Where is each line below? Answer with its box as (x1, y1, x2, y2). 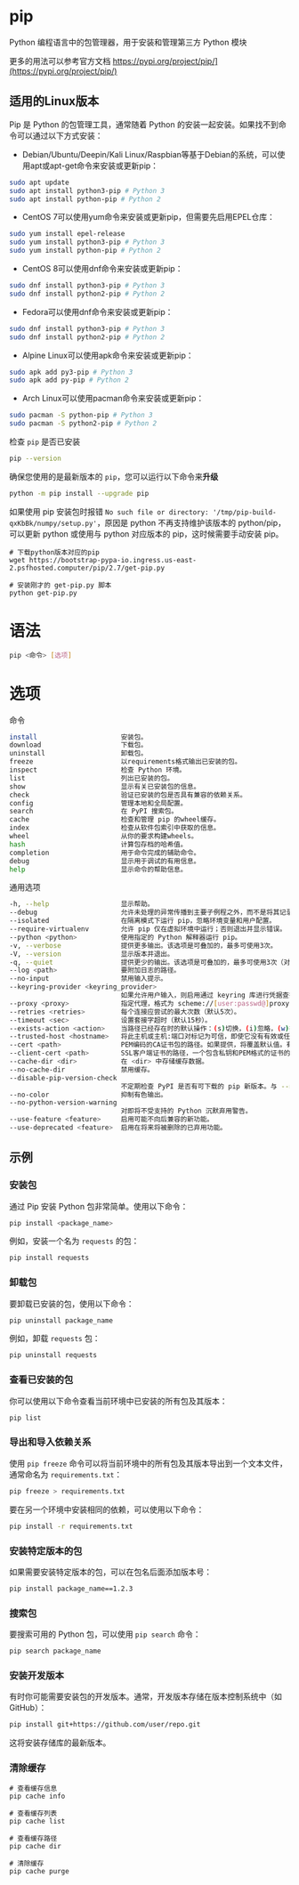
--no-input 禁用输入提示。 (9, 975, 167, 983)
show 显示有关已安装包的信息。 (9, 781, 201, 791)
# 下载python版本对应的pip (9, 547, 100, 557)
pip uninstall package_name (9, 1315, 114, 1325)
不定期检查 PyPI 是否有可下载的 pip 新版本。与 (120, 1081, 278, 1091)
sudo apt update (9, 178, 69, 187)
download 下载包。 (9, 740, 149, 749)
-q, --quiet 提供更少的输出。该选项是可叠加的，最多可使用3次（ (9, 958, 285, 967)
